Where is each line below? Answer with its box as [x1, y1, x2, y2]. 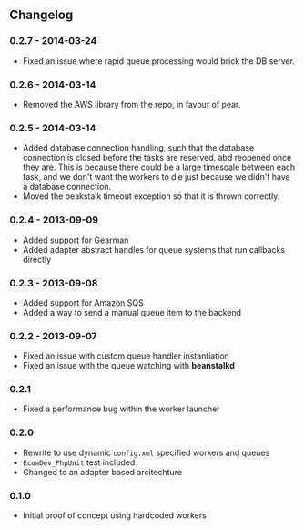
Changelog [9, 7, 74, 23]
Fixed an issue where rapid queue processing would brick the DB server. [22, 55, 296, 67]
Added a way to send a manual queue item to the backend [22, 307, 242, 317]
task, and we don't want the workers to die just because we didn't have [22, 171, 290, 182]
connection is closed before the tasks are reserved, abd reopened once [22, 152, 292, 163]
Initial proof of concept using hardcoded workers [22, 510, 207, 521]
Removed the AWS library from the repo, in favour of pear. [22, 99, 241, 109]
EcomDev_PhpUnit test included [22, 456, 136, 468]
